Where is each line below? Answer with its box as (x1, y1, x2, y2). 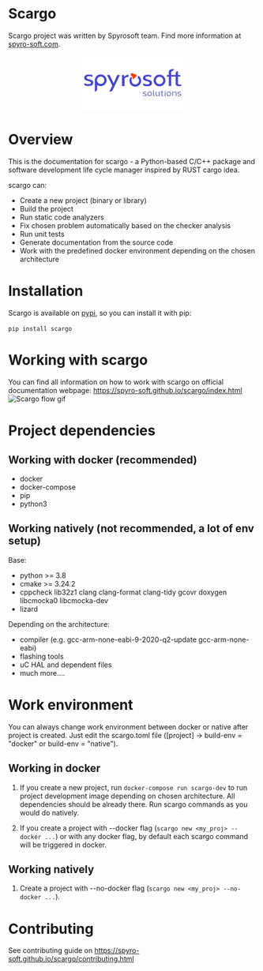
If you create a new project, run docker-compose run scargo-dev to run (19, 782, 248, 792)
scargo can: (8, 181, 47, 190)
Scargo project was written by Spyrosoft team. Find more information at (8, 31, 242, 40)
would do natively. (19, 808, 80, 817)
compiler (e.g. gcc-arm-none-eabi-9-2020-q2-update (19, 635, 197, 644)
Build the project (19, 204, 73, 214)
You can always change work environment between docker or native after (8, 722, 249, 731)
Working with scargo (8, 351, 148, 369)
